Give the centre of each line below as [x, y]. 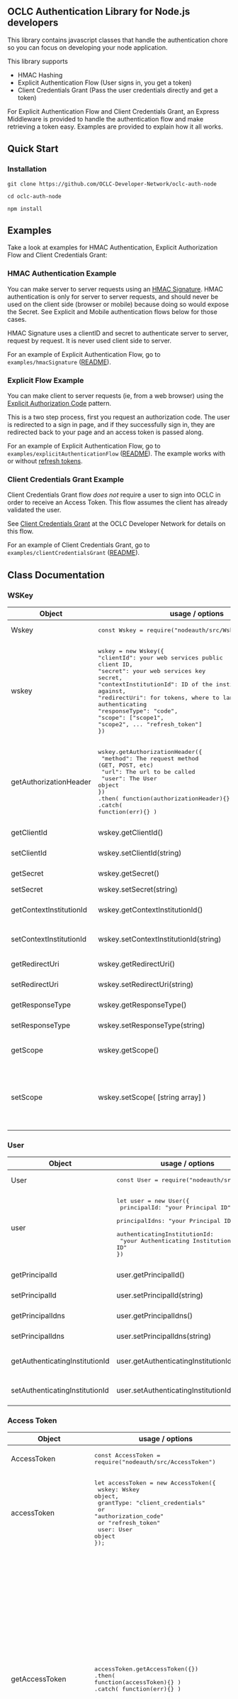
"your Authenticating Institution [176, 1241]
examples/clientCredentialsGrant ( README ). [74, 553]
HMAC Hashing [40, 75]
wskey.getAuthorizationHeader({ [150, 751]
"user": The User [129, 778]
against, [112, 691]
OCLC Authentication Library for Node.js [99, 12]
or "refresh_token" [129, 1523]
